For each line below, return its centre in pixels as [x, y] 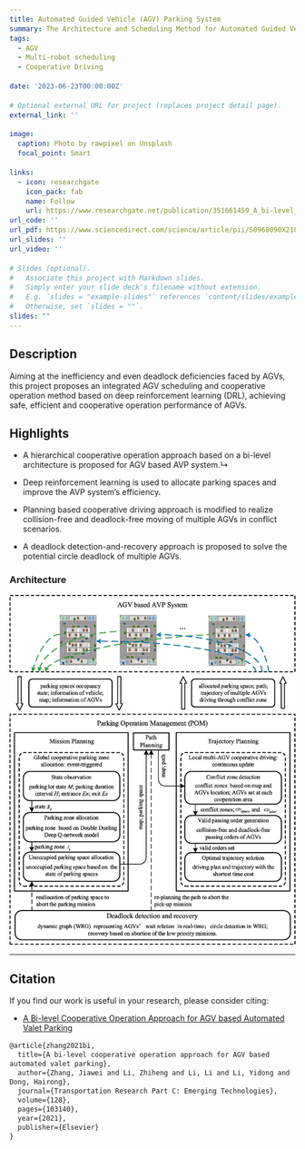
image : [22, 134]
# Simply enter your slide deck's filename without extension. [135, 287]
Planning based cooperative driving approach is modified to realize [148, 510]
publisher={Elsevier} [59, 1128]
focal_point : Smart [54, 154]
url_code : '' [34, 221]
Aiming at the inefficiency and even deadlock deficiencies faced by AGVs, [148, 376]
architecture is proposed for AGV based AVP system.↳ [125, 465]
